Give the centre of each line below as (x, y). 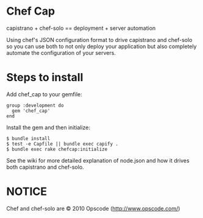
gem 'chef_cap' (31, 111)
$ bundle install (28, 138)
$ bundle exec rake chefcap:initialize (57, 149)
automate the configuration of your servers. (61, 52)
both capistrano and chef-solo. (45, 167)
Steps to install (45, 78)
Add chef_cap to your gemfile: (44, 94)
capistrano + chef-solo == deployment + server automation (81, 28)
